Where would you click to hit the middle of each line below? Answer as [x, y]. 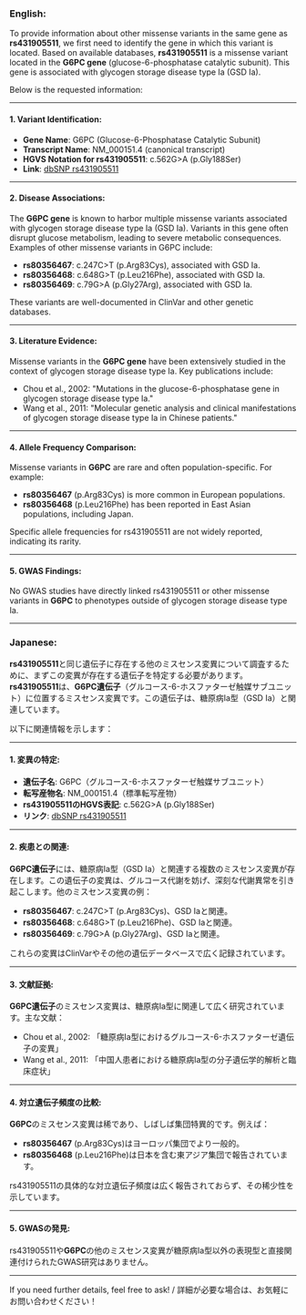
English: [28, 14]
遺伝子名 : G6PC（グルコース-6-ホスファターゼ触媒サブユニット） [145, 781]
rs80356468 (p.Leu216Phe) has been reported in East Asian [137, 505]
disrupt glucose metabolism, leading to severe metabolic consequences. [146, 237]
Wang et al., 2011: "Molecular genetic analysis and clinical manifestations [159, 407]
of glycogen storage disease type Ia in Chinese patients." [130, 417]
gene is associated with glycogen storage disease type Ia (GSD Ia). [135, 72]
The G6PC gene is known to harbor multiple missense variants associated [148, 218]
